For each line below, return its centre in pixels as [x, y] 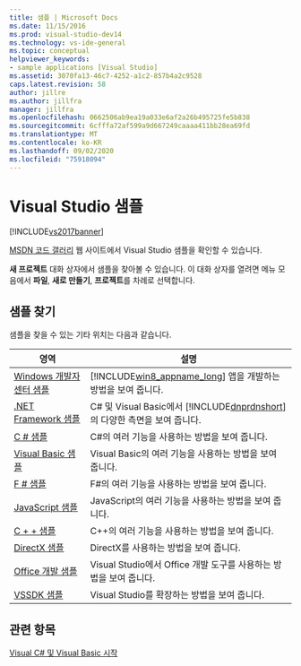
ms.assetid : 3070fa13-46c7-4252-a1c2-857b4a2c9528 [106, 76]
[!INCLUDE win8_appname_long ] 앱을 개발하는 [185, 376]
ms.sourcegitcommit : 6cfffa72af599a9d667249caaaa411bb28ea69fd [130, 126]
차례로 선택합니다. [164, 281]
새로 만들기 [72, 281]
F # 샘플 [30, 484]
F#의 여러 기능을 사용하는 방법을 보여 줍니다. [178, 484]
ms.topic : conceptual [50, 51]
